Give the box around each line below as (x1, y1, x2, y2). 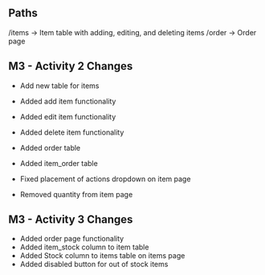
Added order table (19, 143, 81, 152)
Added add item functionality (19, 96, 116, 106)
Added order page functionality (19, 234, 124, 244)
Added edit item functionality (19, 111, 116, 121)
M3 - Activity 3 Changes (8, 212, 133, 227)
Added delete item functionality (19, 127, 124, 137)
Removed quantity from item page (19, 189, 133, 199)
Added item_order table (19, 158, 98, 168)
